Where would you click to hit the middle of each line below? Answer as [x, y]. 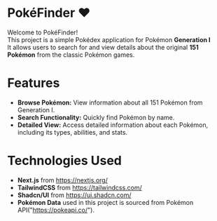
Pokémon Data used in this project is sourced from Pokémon [105, 202]
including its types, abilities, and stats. [72, 132]
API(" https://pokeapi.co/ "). [56, 210]
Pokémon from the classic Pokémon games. [71, 55]
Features [34, 83]
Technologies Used [65, 161]
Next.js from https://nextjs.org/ [63, 180]
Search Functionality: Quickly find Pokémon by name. [96, 117]
